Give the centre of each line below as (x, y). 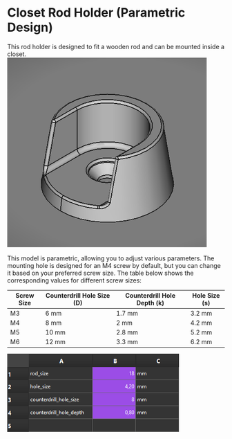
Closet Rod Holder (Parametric (96, 13)
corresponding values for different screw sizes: (74, 280)
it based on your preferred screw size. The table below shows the (100, 273)
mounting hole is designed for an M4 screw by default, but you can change (114, 265)
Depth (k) (150, 303)
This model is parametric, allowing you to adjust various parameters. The (111, 258)
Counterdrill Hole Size (78, 296)
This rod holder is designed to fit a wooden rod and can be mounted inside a (116, 46)
